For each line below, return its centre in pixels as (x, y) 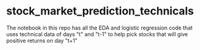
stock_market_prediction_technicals (100, 11)
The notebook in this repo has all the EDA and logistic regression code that (99, 28)
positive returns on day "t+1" (42, 40)
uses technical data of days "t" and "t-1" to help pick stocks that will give (97, 34)
